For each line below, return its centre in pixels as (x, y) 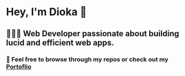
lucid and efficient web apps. (60, 42)
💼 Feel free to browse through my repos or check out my (87, 59)
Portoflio (19, 67)
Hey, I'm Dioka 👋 (47, 12)
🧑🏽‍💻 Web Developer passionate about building (93, 34)
